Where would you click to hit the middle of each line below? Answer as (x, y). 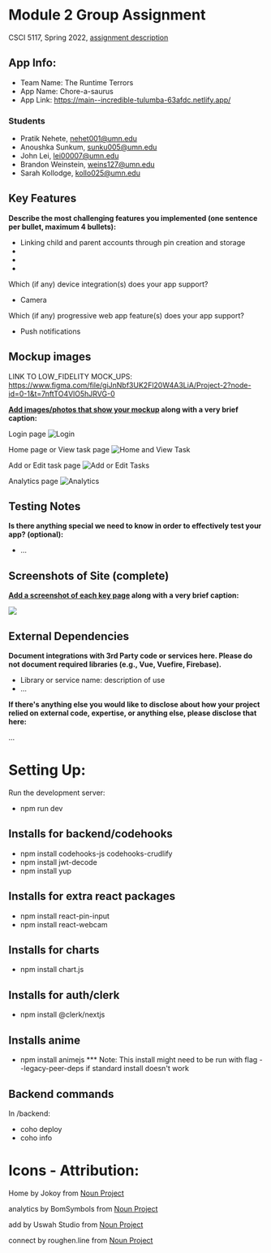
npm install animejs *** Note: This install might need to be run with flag (139, 1060)
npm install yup (45, 871)
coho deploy (41, 1129)
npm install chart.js (52, 970)
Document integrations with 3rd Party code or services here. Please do (131, 656)
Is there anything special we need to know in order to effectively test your (135, 526)
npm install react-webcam (64, 924)
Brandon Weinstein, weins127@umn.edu (88, 165)
